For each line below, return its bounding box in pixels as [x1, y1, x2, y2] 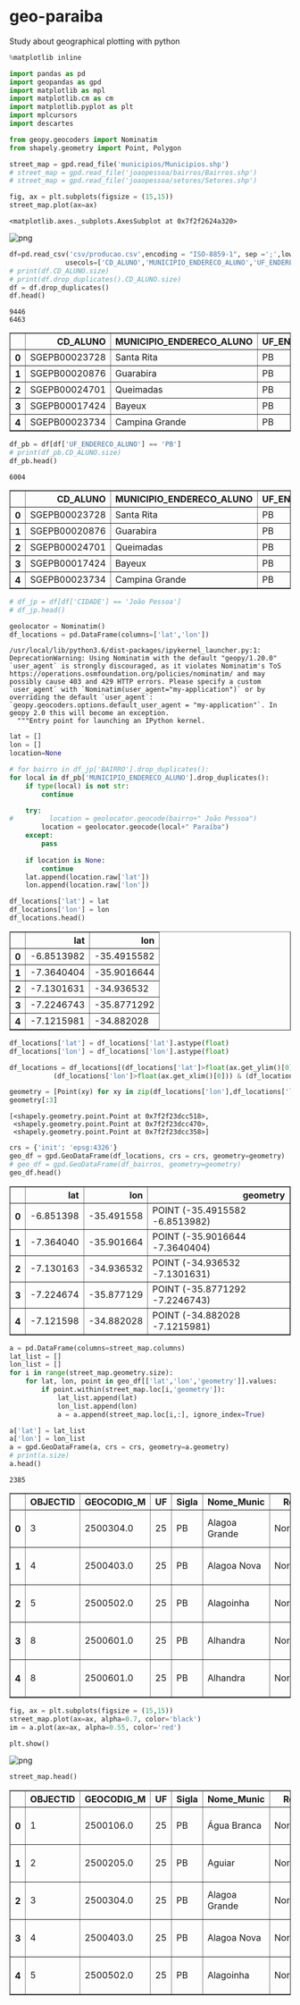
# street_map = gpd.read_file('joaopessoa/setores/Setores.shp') [9, 176, 257, 185]
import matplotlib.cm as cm [9, 94, 114, 104]
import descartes [9, 119, 74, 129]
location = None [9, 749, 62, 758]
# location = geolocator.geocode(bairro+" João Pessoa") [9, 814, 257, 823]
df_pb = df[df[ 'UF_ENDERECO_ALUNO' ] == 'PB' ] [9, 440, 181, 449]
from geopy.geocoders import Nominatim [9, 135, 158, 144]
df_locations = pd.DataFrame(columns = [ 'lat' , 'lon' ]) [9, 630, 210, 639]
